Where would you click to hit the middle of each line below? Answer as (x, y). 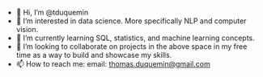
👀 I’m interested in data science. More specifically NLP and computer (131, 21)
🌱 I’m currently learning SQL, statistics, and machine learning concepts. (135, 38)
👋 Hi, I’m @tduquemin (52, 12)
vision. (27, 29)
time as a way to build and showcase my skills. (94, 55)
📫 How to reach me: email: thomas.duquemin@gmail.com (113, 64)
